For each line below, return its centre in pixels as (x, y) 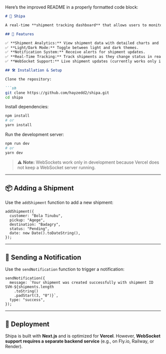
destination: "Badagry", (35, 224)
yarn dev (14, 153)
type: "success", (27, 300)
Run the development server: (35, 134)
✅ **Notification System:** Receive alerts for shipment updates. (75, 52)
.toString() (26, 291)
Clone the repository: (28, 79)
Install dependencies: (27, 107)
